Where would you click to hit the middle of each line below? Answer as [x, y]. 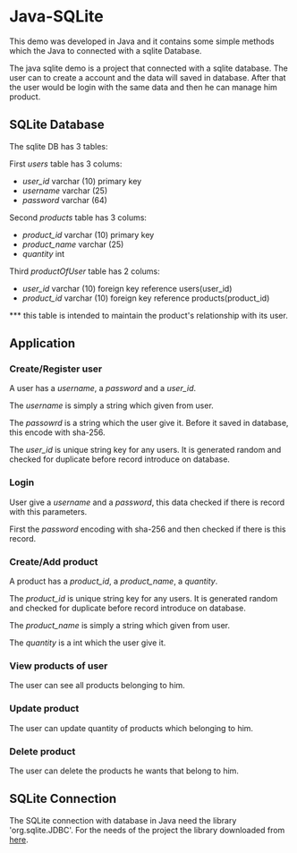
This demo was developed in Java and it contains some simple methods [142, 41]
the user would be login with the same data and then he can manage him [143, 87]
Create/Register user [56, 369]
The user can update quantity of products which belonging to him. [131, 728]
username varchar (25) [65, 191]
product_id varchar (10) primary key [88, 235]
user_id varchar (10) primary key [82, 181]
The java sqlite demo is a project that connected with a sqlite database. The [148, 68]
